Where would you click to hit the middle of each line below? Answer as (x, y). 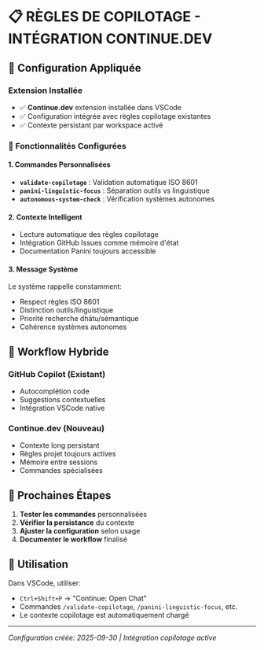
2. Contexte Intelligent (45, 217)
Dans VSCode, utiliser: (44, 583)
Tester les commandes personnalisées (83, 515)
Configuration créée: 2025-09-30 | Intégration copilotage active (112, 638)
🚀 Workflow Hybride (59, 351)
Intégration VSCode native (62, 408)
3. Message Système (43, 269)
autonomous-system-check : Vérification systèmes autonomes (117, 199)
